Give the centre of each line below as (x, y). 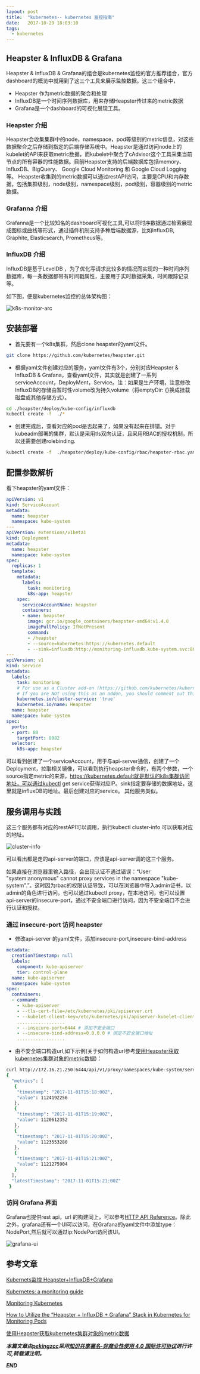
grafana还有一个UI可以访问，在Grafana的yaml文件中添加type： (99, 1224)
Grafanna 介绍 (27, 208)
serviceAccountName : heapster (59, 605)
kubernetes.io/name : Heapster (54, 705)
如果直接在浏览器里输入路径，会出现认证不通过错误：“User (78, 871)
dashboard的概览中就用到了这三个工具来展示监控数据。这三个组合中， (92, 81)
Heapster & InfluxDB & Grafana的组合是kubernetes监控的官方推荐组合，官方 (100, 73)
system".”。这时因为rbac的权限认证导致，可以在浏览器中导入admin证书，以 (99, 885)
